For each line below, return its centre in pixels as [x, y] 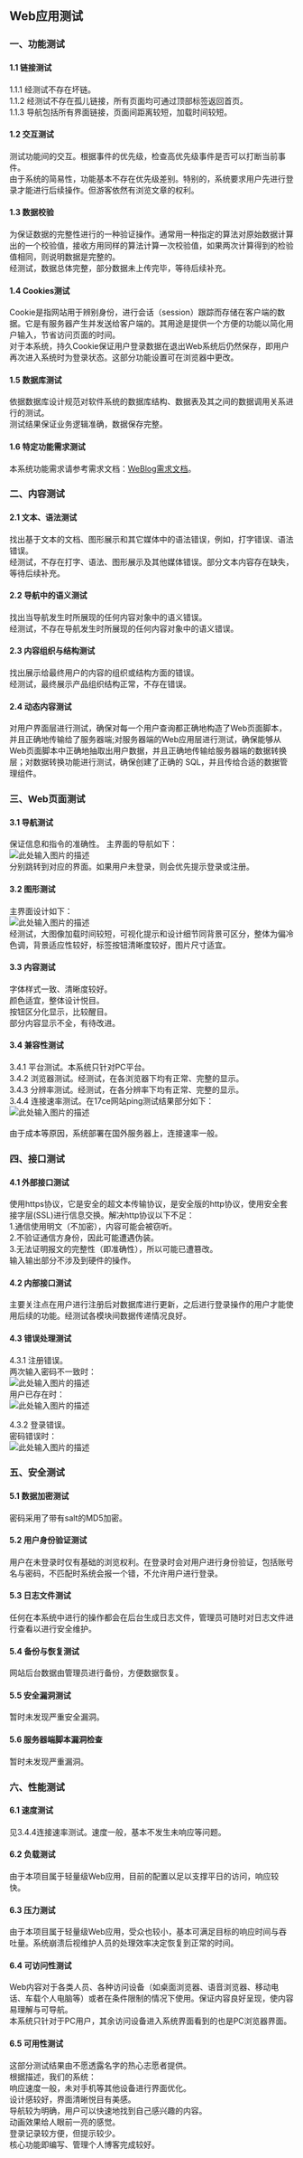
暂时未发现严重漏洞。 [49, 1761]
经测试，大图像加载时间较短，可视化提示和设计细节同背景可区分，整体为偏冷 [151, 933]
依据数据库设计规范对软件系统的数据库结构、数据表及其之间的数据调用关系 [147, 401]
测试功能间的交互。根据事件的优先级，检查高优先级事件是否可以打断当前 [143, 155]
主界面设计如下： [41, 910]
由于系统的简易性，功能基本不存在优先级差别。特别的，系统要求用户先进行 [147, 178]
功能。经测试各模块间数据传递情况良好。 [115, 1316]
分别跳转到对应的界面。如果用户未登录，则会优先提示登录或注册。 [132, 867]
